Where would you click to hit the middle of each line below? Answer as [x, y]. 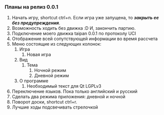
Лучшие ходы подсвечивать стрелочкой [55, 107]
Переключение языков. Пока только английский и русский [75, 91]
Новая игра [39, 55]
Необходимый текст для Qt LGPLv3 [64, 86]
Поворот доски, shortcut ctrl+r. [44, 102]
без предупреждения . [36, 23]
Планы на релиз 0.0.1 [31, 7]
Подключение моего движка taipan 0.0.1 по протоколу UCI [74, 34]
